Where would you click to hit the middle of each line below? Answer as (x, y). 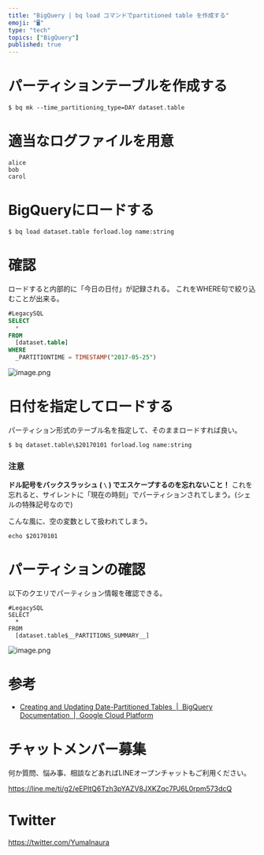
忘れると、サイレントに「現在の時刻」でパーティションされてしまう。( (123, 495)
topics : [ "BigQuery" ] (44, 37)
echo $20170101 (33, 537)
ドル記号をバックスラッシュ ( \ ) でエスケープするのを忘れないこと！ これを (130, 485)
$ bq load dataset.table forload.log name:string (91, 232)
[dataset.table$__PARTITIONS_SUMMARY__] (82, 636)
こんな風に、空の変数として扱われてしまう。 (80, 522)
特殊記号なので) (47, 504)
